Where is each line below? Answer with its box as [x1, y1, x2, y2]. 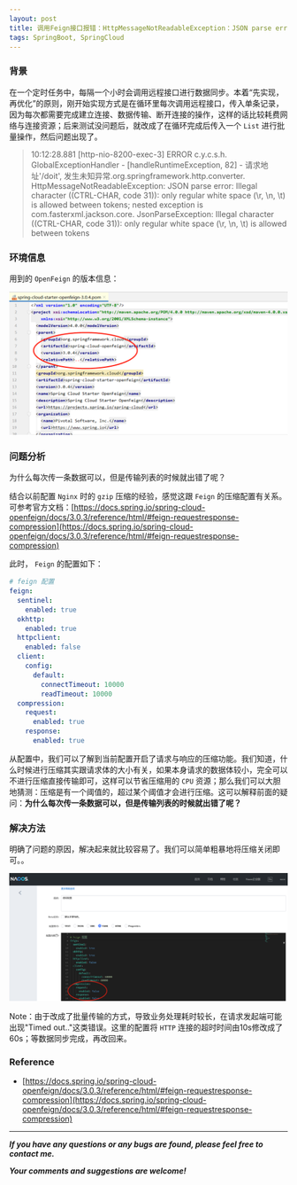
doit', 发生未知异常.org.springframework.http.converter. [43, 170, 246, 181]
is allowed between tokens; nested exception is [30, 199, 203, 210]
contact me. [9, 1149, 55, 1159]
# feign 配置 [9, 577, 55, 587]
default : [32, 670, 65, 680]
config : [25, 661, 53, 671]
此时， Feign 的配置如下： [9, 558, 103, 569]
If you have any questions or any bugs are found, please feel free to [9, 1139, 263, 1150]
